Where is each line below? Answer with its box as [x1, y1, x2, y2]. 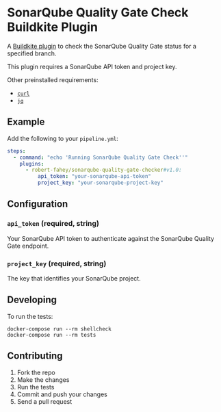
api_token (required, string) [7, 219, 99, 229]
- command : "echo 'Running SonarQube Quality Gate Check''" [13, 154, 188, 161]
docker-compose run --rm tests [7, 331, 96, 338]
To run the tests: [7, 312, 53, 320]
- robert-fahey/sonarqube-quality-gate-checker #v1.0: [25, 166, 183, 174]
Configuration [7, 198, 68, 210]
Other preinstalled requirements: [7, 75, 99, 83]
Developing [7, 294, 57, 306]
